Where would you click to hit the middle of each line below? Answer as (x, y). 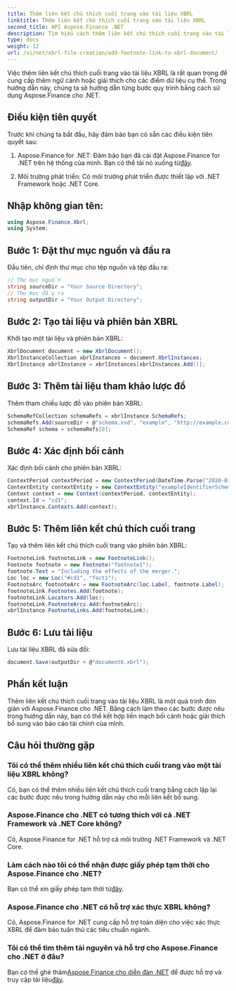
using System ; (28, 229)
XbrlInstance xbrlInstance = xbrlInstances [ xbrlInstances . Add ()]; (106, 365)
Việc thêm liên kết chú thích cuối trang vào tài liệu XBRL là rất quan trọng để (117, 73)
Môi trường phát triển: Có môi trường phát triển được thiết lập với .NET (119, 176)
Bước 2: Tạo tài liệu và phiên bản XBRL (92, 321)
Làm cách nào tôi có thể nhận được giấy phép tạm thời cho (109, 865)
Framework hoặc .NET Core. (59, 184)
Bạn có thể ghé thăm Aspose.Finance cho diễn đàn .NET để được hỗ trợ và (114, 972)
